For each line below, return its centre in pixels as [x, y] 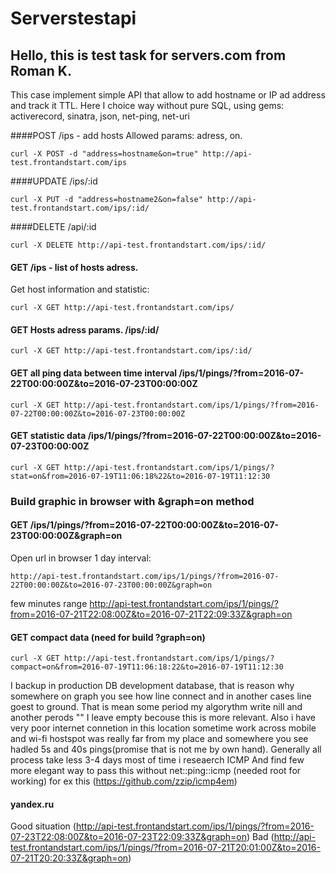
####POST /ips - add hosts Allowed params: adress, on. [126, 135]
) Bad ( [260, 837]
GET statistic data [48, 436]
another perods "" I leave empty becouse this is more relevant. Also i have [163, 718]
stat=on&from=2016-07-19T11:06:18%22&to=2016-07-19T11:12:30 [140, 476]
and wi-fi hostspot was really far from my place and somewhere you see [159, 739]
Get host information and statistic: [80, 289]
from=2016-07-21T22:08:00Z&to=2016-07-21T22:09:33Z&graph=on [151, 614]
